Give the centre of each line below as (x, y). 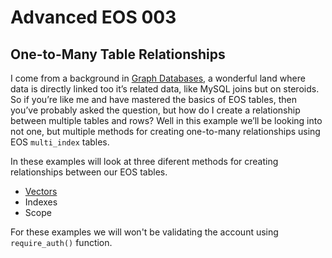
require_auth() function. (61, 242)
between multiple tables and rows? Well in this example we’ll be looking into (166, 120)
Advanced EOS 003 (93, 17)
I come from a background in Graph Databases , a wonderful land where (158, 78)
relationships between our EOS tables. (89, 172)
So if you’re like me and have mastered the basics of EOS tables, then (153, 99)
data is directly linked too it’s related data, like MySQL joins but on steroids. (165, 89)
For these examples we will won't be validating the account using (144, 232)
